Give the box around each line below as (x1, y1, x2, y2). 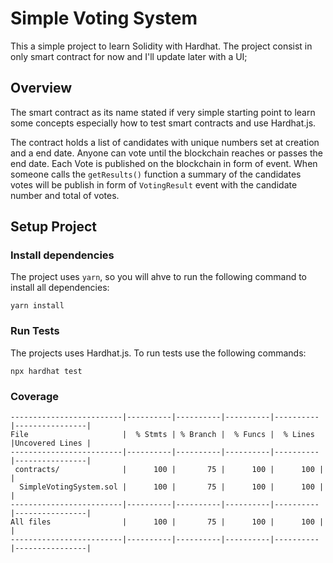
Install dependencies (10, 248, 115, 262)
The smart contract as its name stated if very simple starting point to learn (10, 106, 316, 118)
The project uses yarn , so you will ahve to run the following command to (10, 271, 308, 283)
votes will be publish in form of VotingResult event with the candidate (10, 178, 298, 191)
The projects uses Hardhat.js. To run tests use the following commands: (10, 347, 307, 359)
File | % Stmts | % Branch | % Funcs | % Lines (10, 430, 315, 440)
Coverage (10, 389, 60, 403)
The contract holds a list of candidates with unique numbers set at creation (10, 136, 320, 148)
